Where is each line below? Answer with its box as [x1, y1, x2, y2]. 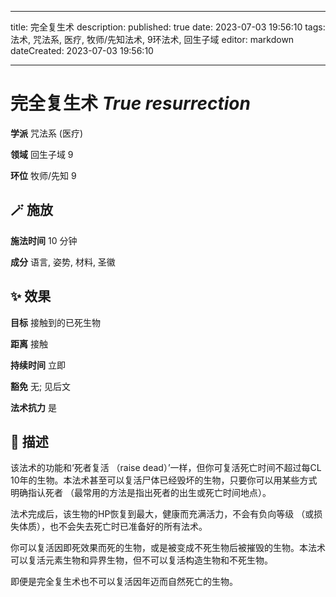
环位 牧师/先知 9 [10, 169, 77, 181]
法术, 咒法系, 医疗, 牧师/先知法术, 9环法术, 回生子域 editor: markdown [10, 34, 295, 45]
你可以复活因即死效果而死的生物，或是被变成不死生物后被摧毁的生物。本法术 [10, 542, 326, 554]
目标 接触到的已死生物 [10, 316, 101, 328]
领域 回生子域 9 [10, 148, 74, 160]
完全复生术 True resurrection [10, 92, 251, 115]
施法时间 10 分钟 [10, 234, 78, 246]
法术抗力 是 [10, 401, 57, 413]
